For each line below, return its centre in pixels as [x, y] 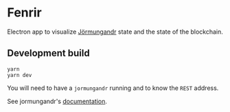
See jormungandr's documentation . [57, 101]
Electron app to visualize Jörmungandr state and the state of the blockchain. [115, 32]
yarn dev [20, 75]
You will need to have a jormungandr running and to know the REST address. [113, 88]
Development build [49, 53]
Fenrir [25, 13]
